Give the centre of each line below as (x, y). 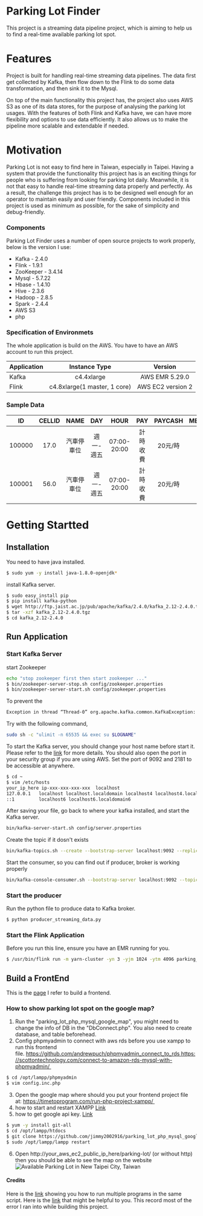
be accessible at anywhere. (40, 766)
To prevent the (24, 701)
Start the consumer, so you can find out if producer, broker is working (93, 862)
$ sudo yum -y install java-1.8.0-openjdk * (62, 573)
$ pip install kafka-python (42, 601)
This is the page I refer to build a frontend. (59, 993)
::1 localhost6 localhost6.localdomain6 (69, 799)
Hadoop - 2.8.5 (34, 297)
